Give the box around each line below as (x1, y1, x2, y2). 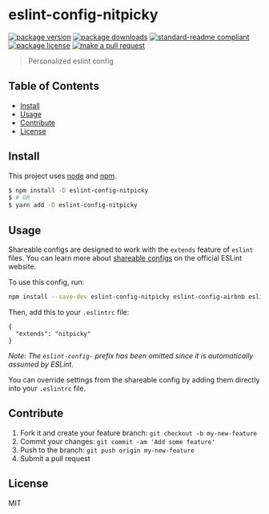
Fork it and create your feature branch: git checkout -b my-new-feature (19, 427, 258, 438)
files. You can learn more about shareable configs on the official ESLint (8, 253, 243, 262)
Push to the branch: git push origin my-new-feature (19, 445, 195, 455)
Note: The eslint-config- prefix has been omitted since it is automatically (8, 350, 254, 360)
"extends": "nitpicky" (15, 330, 91, 338)
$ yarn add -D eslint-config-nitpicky (8, 201, 138, 209)
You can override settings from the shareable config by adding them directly (8, 374, 260, 384)
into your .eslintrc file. (8, 383, 86, 393)
